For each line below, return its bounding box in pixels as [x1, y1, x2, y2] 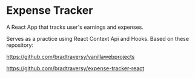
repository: [6, 41, 34, 49]
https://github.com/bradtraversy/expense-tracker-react [6, 64, 145, 72]
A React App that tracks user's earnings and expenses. [6, 23, 144, 31]
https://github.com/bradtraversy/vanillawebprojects [6, 53, 135, 60]
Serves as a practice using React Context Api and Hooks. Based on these [6, 35, 190, 42]
